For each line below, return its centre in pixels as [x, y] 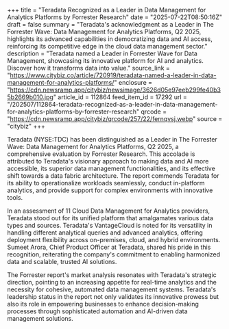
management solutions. [40, 318]
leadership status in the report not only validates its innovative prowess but [113, 297]
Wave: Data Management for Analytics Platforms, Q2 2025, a [93, 147]
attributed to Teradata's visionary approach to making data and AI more [108, 161]
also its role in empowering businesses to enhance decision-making [103, 304]
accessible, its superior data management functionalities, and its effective [111, 168]
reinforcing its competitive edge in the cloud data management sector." [107, 46]
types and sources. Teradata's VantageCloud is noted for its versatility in [110, 225]
